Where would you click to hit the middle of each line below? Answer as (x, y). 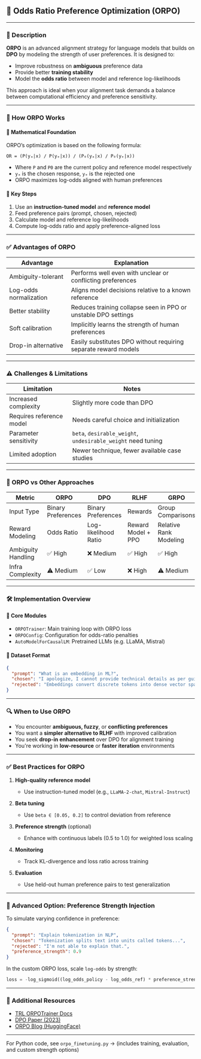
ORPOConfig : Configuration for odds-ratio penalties (77, 635)
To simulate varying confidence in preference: (63, 918)
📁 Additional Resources (41, 1000)
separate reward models (105, 349)
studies (83, 458)
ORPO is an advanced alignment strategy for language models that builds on (100, 48)
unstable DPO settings (102, 315)
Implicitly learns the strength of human (125, 324)
